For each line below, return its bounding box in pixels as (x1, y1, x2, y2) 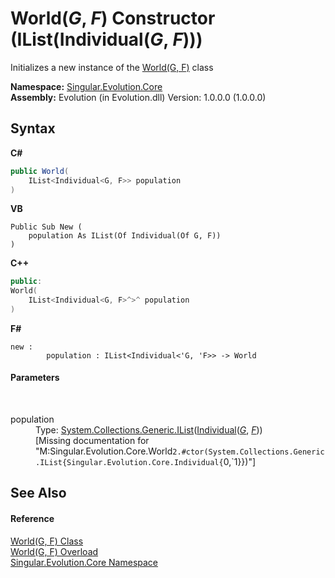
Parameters (10, 372, 60, 384)
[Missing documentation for (35, 435, 150, 447)
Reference (10, 513, 55, 525)
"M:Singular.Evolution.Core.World (35, 445, 173, 457)
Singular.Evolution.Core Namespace (10, 556, 159, 568)
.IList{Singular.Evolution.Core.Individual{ (35, 458, 224, 468)
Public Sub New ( (10, 222, 83, 232)
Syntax (10, 120, 56, 137)
